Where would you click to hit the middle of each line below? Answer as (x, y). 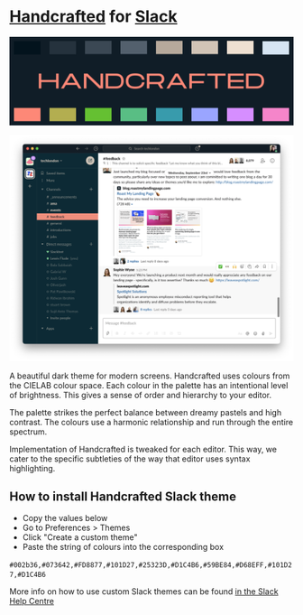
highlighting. (32, 468)
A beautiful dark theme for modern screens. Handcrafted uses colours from (150, 376)
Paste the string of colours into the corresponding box (123, 547)
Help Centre (32, 601)
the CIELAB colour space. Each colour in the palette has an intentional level (149, 385)
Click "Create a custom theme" (80, 537)
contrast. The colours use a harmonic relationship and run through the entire (151, 422)
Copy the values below (65, 518)
